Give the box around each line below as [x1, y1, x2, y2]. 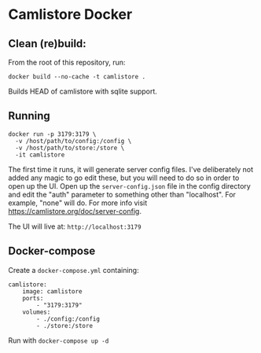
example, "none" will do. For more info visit [8, 198, 148, 208]
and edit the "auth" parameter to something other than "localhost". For [8, 189, 236, 199]
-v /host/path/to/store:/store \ [15, 144, 125, 152]
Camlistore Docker [8, 6, 133, 24]
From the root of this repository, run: [8, 57, 126, 67]
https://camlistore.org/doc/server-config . [8, 206, 142, 215]
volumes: [22, 308, 51, 316]
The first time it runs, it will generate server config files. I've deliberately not [8, 164, 254, 174]
